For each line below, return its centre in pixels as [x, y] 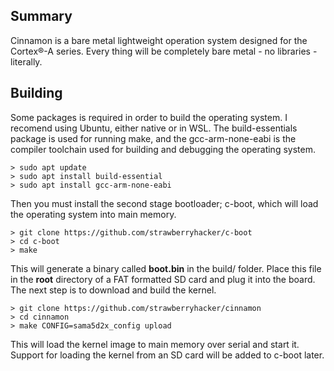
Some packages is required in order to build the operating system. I [149, 117]
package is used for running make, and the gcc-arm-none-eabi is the [153, 138]
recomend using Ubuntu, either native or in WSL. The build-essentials [154, 128]
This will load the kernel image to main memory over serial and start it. [155, 344]
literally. [26, 61]
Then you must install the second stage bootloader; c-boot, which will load [164, 203]
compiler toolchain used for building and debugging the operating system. [163, 149]
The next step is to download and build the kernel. [113, 290]
